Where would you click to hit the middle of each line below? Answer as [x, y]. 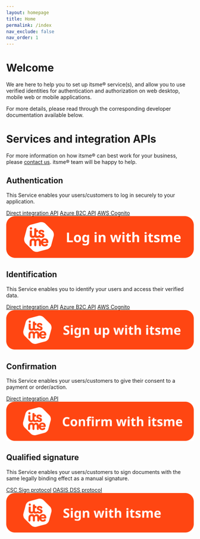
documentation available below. [45, 115]
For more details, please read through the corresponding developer [89, 109]
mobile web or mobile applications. [49, 97]
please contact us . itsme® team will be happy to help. [71, 162]
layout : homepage [28, 13]
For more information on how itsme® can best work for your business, [92, 156]
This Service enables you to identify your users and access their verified [95, 289]
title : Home [21, 19]
